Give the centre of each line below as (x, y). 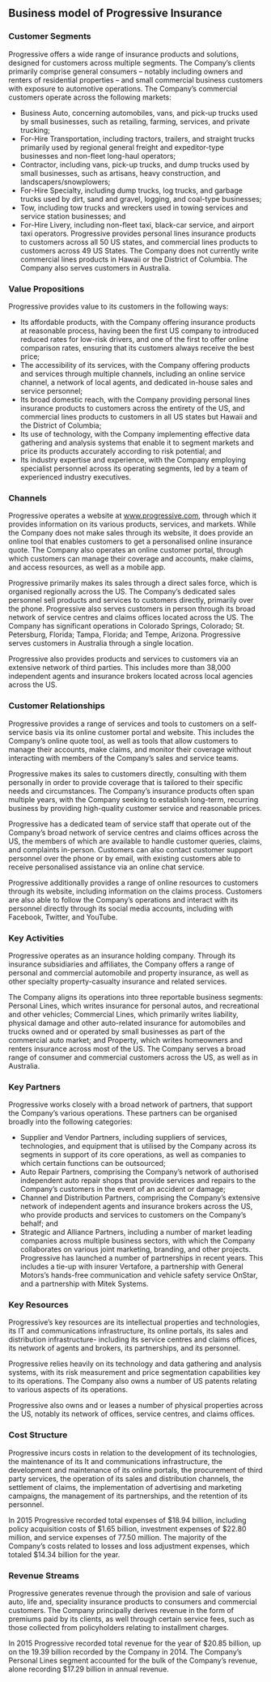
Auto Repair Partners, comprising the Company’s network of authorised (139, 1172)
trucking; (35, 130)
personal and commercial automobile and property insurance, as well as (129, 972)
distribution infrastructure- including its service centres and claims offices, (133, 1339)
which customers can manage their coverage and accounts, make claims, (131, 559)
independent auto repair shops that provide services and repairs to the (138, 1180)
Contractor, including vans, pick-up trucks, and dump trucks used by (135, 164)
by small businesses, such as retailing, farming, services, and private (135, 122)
